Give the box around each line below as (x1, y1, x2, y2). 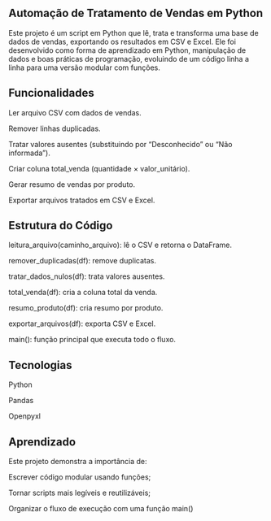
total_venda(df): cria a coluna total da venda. (8, 288, 158, 297)
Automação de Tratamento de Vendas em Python (8, 7, 264, 20)
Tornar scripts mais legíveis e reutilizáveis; (8, 488, 151, 498)
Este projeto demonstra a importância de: (8, 457, 148, 467)
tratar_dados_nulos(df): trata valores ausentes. (8, 271, 165, 281)
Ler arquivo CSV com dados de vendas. (8, 107, 142, 117)
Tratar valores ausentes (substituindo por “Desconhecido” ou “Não (8, 139, 233, 149)
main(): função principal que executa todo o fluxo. (8, 335, 177, 345)
